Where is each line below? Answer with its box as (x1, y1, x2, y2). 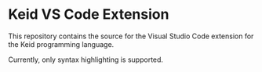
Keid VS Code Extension (8, 5, 169, 23)
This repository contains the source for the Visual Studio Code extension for (8, 31, 254, 41)
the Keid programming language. (8, 39, 115, 49)
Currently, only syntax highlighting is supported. (8, 55, 163, 64)
